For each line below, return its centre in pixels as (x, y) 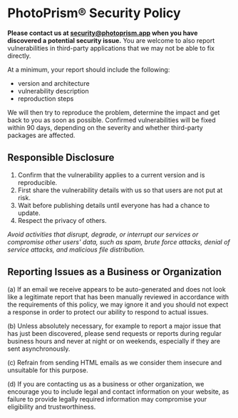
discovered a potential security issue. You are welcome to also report (111, 40)
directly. (19, 56)
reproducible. (37, 182)
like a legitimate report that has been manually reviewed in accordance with (118, 297)
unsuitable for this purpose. (48, 370)
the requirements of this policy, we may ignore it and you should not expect (118, 304)
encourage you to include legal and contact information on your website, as (118, 392)
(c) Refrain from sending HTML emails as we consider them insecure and (115, 362)
